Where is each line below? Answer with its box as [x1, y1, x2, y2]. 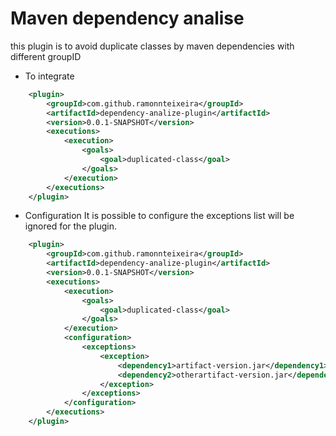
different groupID [10, 50, 82, 62]
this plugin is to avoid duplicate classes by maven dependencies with [10, 40, 295, 52]
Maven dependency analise [10, 7, 245, 30]
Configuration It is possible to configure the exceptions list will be [24, 210, 295, 222]
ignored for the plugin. [24, 220, 118, 232]
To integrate [24, 70, 75, 82]
